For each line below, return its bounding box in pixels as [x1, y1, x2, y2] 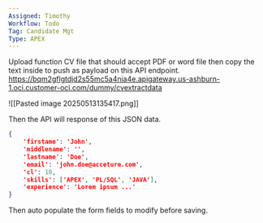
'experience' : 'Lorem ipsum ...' [23, 183, 136, 191]
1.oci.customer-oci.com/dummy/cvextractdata [8, 83, 162, 93]
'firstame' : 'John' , [23, 138, 93, 146]
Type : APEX [8, 34, 45, 43]
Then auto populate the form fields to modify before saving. [8, 205, 209, 216]
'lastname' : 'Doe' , [23, 152, 89, 161]
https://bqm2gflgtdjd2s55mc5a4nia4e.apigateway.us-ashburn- [8, 74, 221, 84]
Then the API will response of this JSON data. [8, 115, 162, 125]
